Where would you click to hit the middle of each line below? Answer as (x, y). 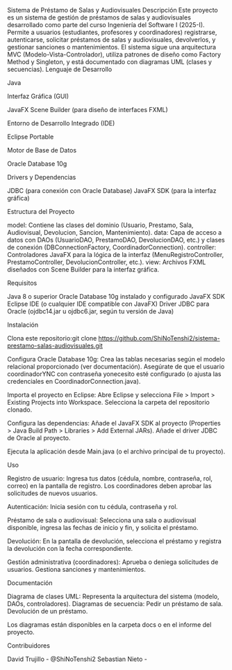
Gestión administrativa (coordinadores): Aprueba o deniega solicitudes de (113, 562)
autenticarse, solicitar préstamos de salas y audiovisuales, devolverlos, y (111, 40)
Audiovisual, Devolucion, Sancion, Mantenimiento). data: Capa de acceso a (115, 232)
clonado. (20, 410)
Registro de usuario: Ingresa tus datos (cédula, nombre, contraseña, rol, (110, 478)
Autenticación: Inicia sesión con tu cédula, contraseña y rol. (93, 507)
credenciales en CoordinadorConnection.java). (74, 381)
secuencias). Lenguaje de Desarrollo (60, 69)
